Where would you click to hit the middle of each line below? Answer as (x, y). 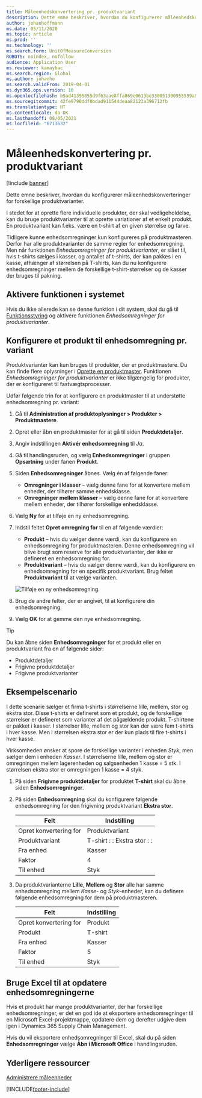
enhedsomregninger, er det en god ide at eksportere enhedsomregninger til (100, 1013)
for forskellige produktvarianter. (45, 201)
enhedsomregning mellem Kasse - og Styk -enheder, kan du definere (99, 891)
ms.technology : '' (29, 46)
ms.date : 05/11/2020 (32, 29)
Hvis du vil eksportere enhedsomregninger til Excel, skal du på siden (91, 1038)
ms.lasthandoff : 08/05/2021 (41, 118)
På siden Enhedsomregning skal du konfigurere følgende (86, 799)
